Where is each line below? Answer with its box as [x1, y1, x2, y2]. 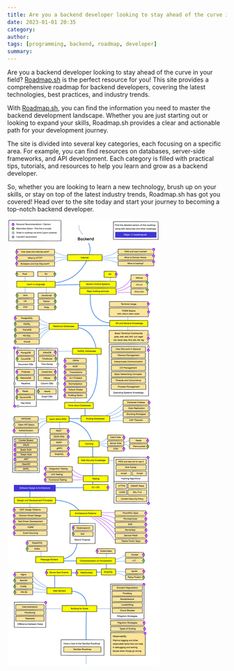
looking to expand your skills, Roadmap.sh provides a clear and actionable [7, 119, 221, 127]
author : [7, 33, 30, 40]
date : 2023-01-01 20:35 [7, 18, 77, 26]
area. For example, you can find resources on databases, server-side [7, 147, 205, 155]
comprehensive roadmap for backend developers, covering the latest [7, 83, 206, 91]
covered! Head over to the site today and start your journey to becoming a [7, 197, 220, 206]
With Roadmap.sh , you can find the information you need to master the [7, 104, 211, 112]
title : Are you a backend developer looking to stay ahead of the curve [7, 11, 223, 18]
